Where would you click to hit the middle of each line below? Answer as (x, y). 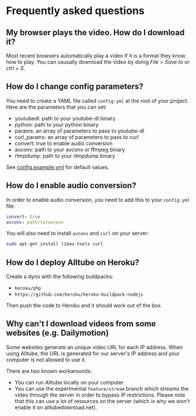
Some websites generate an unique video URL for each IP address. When (94, 347)
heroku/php (28, 289)
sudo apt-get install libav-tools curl (55, 244)
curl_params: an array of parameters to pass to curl (77, 137)
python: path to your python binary (56, 124)
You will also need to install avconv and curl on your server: (78, 234)
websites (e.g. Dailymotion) (58, 333)
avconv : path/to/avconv (35, 222)
